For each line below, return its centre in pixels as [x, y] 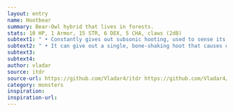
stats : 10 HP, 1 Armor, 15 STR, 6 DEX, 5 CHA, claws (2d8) [95, 33]
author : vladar [29, 65]
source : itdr [26, 72]
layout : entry [28, 14]
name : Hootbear [29, 20]
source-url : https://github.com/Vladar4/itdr [74, 78]
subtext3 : [22, 53]
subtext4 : [22, 59]
